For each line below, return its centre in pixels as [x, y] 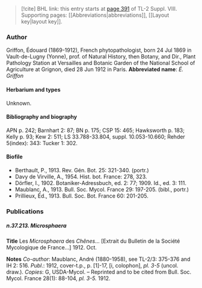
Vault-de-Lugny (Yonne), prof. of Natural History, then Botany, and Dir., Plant [101, 57]
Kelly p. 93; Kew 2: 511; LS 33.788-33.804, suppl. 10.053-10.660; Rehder [96, 136]
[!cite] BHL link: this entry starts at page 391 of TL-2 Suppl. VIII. [99, 9]
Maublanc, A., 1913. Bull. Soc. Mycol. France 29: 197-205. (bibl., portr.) [102, 189]
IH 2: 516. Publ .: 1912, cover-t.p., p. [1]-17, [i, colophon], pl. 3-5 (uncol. [92, 265]
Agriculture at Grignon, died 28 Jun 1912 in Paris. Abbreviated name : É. [95, 69]
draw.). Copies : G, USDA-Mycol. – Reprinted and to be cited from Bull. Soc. [99, 272]
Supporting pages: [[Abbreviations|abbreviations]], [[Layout [95, 15]
